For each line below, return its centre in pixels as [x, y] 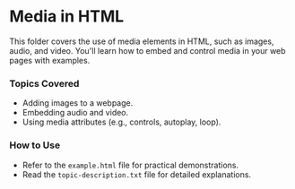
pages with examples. [50, 60]
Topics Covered [44, 83]
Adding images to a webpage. [78, 103]
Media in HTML [67, 17]
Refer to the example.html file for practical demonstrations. [130, 165]
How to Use [35, 145]
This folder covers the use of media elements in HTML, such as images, [142, 41]
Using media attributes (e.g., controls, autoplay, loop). [121, 122]
